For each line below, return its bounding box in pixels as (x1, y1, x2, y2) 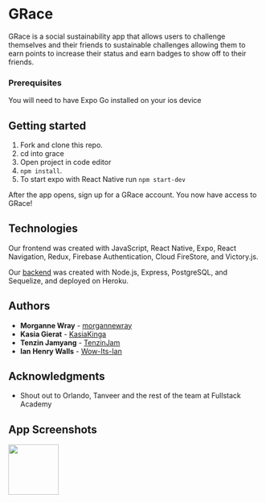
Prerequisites (8, 77, 62, 89)
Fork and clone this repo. (19, 140, 103, 150)
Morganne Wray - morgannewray (19, 320, 133, 330)
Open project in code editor (19, 158, 112, 167)
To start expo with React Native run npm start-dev (19, 175, 186, 184)
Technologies (8, 222, 79, 236)
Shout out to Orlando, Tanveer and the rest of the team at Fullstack (19, 391, 241, 401)
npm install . (19, 166, 63, 175)
